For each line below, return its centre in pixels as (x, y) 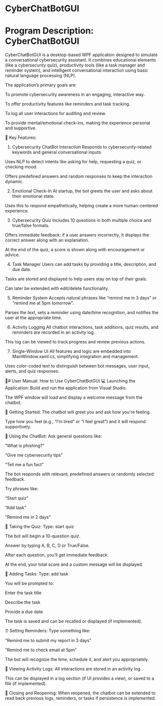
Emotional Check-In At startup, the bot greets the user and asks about (82, 191)
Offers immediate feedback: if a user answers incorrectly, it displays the (77, 235)
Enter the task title (23, 593)
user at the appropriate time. (34, 318)
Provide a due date (24, 612)
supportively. (18, 427)
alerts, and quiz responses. (32, 371)
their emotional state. (33, 196)
